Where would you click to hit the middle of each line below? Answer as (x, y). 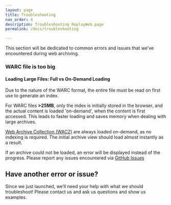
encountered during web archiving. (42, 54)
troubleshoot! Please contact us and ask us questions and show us (76, 192)
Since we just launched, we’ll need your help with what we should (75, 187)
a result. (14, 143)
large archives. (21, 122)
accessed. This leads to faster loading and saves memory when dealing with (86, 117)
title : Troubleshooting (31, 15)
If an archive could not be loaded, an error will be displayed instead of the (83, 153)
